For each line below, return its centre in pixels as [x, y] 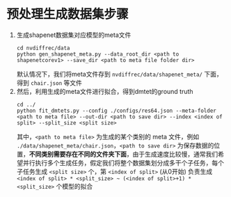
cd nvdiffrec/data [43, 48]
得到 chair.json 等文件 [49, 82]
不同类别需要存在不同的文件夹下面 [78, 154]
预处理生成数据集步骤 [68, 14]
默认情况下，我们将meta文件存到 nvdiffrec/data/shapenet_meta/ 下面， [120, 74]
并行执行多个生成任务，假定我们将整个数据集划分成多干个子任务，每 [120, 163]
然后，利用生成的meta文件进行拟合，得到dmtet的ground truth [105, 91]
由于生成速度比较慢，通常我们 [175, 154]
